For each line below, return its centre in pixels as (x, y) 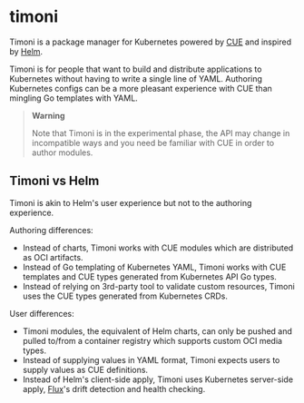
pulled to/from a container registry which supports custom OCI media (152, 340)
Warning (48, 115)
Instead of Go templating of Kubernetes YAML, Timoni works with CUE (154, 267)
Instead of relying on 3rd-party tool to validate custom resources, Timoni (158, 286)
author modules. (62, 152)
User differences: (42, 313)
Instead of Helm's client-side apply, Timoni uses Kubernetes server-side (157, 379)
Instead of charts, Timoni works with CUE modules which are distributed (158, 248)
